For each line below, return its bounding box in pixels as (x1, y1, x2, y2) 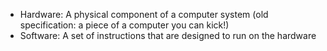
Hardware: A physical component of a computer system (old (19, 9, 269, 20)
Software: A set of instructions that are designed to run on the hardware (19, 30, 317, 41)
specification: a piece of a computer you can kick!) (19, 19, 230, 31)
